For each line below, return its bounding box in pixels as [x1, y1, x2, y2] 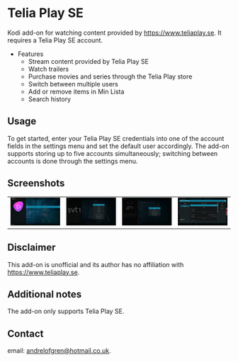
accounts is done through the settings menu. [7, 157, 138, 165]
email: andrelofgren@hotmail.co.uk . [7, 346, 111, 355]
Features [17, 50, 44, 58]
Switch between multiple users [28, 79, 118, 88]
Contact [7, 327, 44, 339]
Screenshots [7, 177, 65, 189]
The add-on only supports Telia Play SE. [7, 307, 125, 316]
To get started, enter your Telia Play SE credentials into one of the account [7, 134, 225, 142]
